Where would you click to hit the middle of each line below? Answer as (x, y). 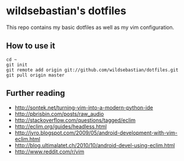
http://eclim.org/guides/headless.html (61, 126)
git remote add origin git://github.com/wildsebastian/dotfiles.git (92, 70)
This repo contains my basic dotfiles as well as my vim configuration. (90, 27)
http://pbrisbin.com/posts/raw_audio (59, 114)
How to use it (31, 46)
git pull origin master (35, 75)
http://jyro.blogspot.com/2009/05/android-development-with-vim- (96, 133)
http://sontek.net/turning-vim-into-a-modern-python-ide (84, 107)
